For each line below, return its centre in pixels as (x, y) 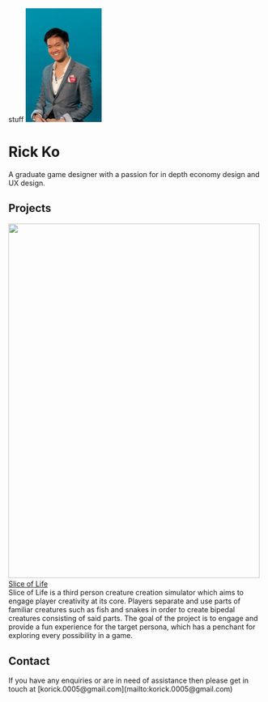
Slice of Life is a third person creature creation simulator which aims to (126, 593)
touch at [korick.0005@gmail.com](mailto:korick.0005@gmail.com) (121, 689)
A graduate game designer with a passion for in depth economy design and (134, 174)
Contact (29, 661)
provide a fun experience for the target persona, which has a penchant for (132, 627)
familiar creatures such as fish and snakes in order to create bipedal (122, 610)
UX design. (27, 183)
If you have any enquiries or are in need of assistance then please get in (129, 681)
